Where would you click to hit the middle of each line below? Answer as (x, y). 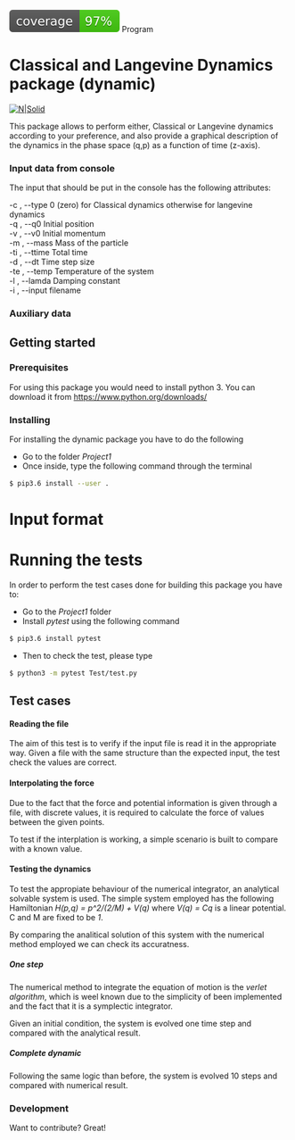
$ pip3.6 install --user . (59, 484)
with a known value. (46, 848)
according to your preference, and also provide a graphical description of (144, 136)
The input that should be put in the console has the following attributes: (140, 187)
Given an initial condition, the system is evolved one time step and (131, 1023)
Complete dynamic (45, 1053)
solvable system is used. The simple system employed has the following (142, 898)
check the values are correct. (63, 762)
